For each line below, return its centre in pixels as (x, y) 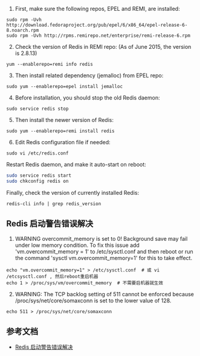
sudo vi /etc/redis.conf (37, 153)
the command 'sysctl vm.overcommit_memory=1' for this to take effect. (103, 258)
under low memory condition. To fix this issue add (77, 245)
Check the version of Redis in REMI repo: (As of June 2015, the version (103, 47)
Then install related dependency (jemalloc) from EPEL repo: (89, 75)
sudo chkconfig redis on (37, 181)
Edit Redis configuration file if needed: (63, 142)
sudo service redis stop (37, 109)
